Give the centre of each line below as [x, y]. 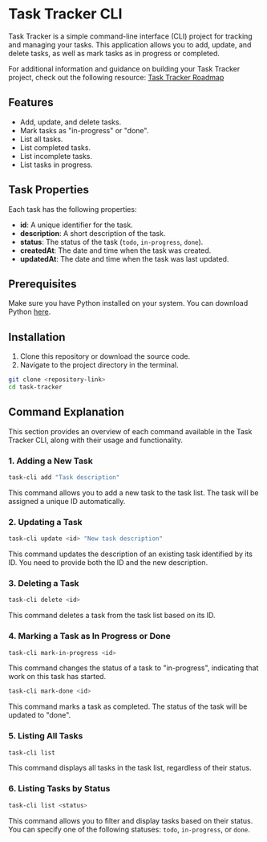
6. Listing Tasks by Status [59, 789]
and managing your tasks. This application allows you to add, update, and [130, 44]
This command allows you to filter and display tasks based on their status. [131, 820]
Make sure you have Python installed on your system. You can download [128, 303]
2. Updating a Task [45, 522]
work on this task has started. [57, 677]
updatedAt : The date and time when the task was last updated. [124, 258]
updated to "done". [40, 715]
